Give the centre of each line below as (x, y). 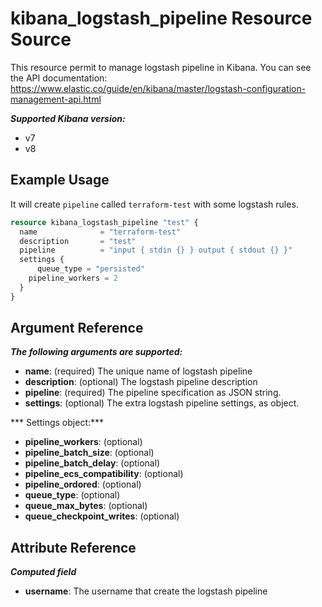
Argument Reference (77, 328)
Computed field (43, 572)
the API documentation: (59, 78)
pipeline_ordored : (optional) (83, 484)
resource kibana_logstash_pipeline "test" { (104, 222)
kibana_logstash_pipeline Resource (161, 18)
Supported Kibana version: (68, 118)
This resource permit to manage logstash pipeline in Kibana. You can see (161, 67)
